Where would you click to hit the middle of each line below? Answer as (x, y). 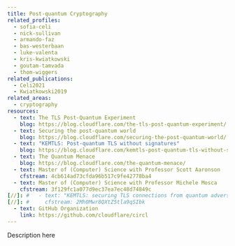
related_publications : (40, 79)
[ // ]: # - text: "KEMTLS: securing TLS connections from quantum (108, 196)
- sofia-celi (33, 27)
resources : (23, 111)
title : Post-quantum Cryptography (58, 14)
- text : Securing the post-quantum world (75, 131)
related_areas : (29, 99)
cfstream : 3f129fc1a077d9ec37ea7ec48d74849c (86, 189)
